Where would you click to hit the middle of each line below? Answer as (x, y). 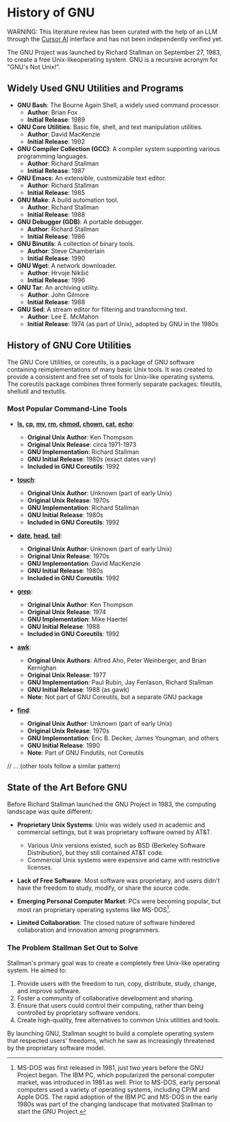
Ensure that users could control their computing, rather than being (110, 1005)
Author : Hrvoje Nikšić (58, 273)
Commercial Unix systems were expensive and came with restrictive (124, 860)
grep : (25, 591)
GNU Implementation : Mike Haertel (77, 619)
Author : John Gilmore (58, 295)
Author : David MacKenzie (64, 134)
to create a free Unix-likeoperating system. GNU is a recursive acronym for (113, 59)
